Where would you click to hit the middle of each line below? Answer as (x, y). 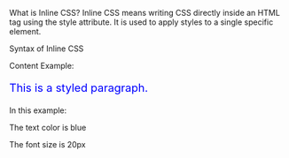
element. (25, 31)
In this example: (38, 110)
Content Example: (42, 66)
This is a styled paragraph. (79, 88)
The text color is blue (48, 128)
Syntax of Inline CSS (47, 49)
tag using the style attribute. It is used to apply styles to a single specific (141, 22)
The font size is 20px (47, 144)
